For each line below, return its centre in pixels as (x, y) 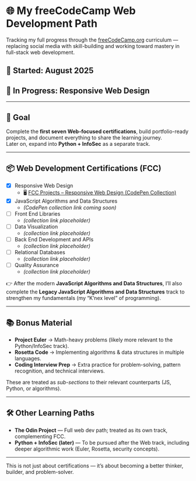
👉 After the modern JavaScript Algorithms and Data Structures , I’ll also (94, 284)
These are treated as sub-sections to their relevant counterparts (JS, (89, 383)
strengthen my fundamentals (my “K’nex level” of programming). (84, 298)
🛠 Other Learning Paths (50, 413)
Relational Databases (40, 253)
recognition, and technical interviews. (60, 371)
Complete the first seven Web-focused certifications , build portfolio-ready (97, 131)
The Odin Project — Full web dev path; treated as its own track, (91, 430)
